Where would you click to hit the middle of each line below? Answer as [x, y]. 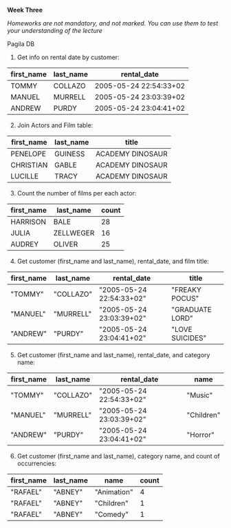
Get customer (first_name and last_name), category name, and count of [118, 456]
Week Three [25, 10]
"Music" [200, 395]
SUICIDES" [189, 338]
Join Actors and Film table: [55, 125]
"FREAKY [186, 290]
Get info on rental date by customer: [68, 57]
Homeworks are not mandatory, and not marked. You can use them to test [113, 23]
